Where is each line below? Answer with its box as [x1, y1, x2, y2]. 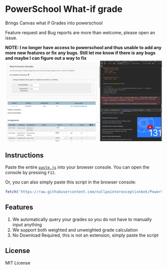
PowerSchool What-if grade [5, 3, 123, 15]
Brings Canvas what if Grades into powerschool [5, 20, 103, 26]
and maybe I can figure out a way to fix [5, 55, 87, 61]
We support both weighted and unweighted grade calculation [12, 227, 138, 233]
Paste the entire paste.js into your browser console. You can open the [5, 164, 150, 170]
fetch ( [5, 189, 19, 194]
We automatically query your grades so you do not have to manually [12, 216, 152, 222]
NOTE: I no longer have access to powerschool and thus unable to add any [5, 44, 162, 50]
